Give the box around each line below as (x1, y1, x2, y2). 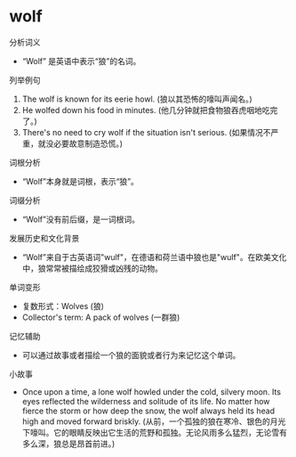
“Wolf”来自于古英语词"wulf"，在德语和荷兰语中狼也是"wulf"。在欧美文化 (21, 251, 287, 262)
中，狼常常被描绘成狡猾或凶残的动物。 (21, 263, 163, 273)
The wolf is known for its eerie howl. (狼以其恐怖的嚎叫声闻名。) (21, 94, 253, 104)
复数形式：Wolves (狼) (21, 300, 105, 311)
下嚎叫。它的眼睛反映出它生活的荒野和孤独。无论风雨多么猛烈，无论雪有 (21, 427, 287, 437)
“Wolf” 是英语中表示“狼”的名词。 (21, 55, 141, 66)
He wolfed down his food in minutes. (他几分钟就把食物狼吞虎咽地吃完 (21, 104, 278, 115)
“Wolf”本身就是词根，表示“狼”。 (21, 175, 140, 186)
